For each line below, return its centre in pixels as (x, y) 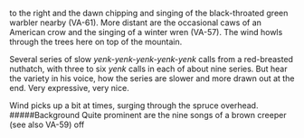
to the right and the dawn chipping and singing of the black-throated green (149, 13)
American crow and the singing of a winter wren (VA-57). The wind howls (146, 32)
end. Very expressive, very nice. (69, 88)
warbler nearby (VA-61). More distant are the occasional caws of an (136, 23)
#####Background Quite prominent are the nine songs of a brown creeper (148, 115)
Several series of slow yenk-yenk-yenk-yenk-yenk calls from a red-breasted (152, 59)
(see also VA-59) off (47, 124)
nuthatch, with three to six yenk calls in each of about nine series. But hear (148, 69)
